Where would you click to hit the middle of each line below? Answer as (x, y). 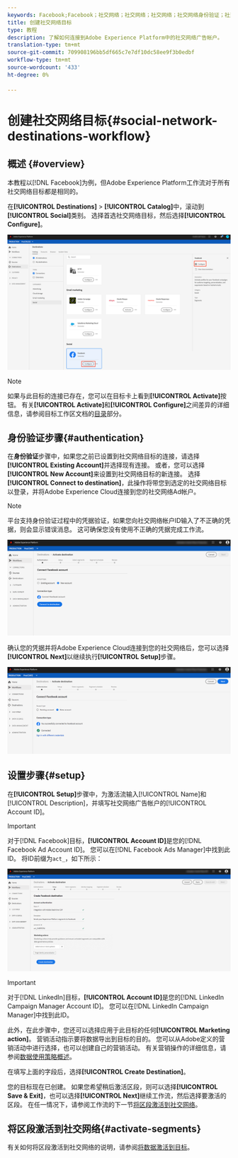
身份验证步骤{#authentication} (76, 438)
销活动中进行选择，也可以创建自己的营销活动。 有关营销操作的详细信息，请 (117, 1047)
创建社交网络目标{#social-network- (113, 120)
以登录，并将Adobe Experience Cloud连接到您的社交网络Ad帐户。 (104, 492)
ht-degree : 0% (28, 75)
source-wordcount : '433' (44, 67)
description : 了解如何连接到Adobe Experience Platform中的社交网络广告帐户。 (115, 38)
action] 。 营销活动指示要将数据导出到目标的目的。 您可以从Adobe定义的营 (116, 1039)
